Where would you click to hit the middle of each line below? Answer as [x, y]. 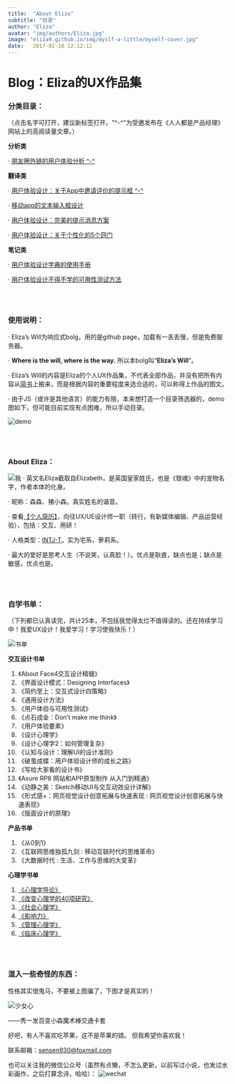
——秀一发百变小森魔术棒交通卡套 [57, 1020]
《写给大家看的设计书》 [52, 770]
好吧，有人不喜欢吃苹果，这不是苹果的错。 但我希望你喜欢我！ [97, 1035]
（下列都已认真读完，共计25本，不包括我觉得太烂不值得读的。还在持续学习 [115, 620]
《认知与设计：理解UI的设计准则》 [67, 752]
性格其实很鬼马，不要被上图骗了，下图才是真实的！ [81, 991]
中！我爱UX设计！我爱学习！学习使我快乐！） [73, 629]
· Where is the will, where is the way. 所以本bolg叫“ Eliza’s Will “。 [103, 360]
